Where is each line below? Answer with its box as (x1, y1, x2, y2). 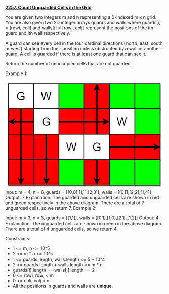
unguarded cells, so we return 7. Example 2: (5, 205, 97, 211)
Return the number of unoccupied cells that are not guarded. (5, 61, 132, 66)
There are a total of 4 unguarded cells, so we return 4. (5, 226, 118, 232)
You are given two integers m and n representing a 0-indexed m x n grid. (5, 14, 157, 20)
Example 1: (5, 70, 28, 77)
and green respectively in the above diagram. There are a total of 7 (5, 200, 145, 206)
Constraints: (5, 236, 31, 241)
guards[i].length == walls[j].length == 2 (12, 267, 95, 273)
